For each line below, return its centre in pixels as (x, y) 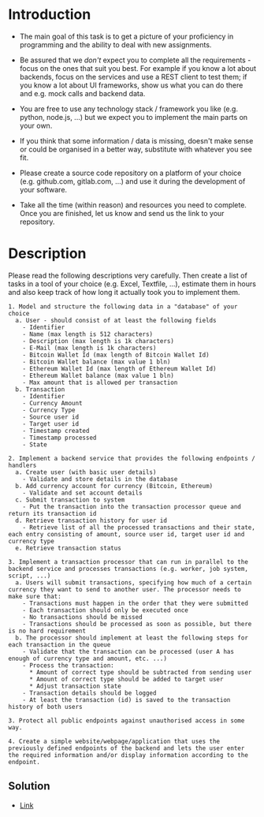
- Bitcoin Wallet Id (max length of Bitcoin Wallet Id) (116, 355)
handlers (22, 465)
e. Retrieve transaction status (69, 548)
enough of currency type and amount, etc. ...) (88, 658)
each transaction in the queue (59, 644)
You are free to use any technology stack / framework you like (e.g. (129, 109)
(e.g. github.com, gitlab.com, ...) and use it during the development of (132, 181)
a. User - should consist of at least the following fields (116, 320)
